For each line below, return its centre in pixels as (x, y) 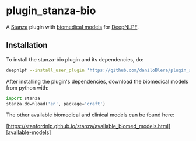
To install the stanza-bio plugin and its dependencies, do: (75, 59)
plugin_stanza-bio (51, 11)
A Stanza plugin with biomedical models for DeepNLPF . (72, 27)
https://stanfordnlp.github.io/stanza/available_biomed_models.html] (89, 126)
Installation (27, 45)
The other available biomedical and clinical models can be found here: (90, 115)
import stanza (23, 98)
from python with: (27, 87)
